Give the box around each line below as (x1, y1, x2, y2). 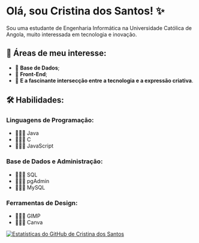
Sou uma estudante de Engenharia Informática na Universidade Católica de (6, 24, 192, 31)
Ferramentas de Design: (6, 199, 78, 207)
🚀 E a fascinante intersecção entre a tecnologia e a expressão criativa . (14, 77, 194, 84)
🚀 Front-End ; (14, 70, 48, 77)
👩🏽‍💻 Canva (14, 219, 43, 226)
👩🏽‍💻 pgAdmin (14, 177, 50, 184)
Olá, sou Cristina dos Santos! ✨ (6, 4, 165, 18)
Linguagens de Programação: (6, 116, 94, 124)
